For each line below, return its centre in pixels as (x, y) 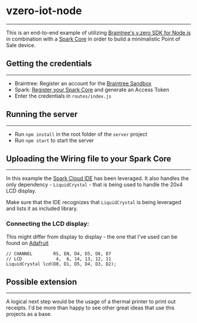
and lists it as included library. (42, 209)
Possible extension (42, 282)
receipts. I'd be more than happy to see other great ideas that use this (90, 308)
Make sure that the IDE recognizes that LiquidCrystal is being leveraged (94, 202)
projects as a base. (29, 314)
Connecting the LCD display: (48, 224)
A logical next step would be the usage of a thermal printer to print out (91, 302)
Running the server (42, 114)
